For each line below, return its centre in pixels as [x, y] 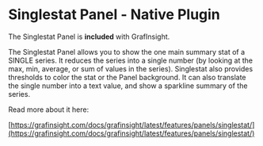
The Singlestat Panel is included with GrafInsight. [89, 36]
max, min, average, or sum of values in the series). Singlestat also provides [131, 68]
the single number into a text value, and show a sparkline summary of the [128, 86]
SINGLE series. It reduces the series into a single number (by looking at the [131, 60]
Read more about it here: [49, 109]
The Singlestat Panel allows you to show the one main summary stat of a [127, 52]
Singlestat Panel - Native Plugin [114, 15]
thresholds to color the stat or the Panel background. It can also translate [128, 77]
